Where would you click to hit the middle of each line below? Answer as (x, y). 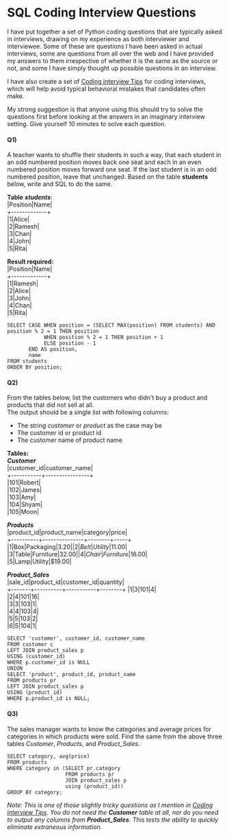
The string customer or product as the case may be (89, 426)
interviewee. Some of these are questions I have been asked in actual (105, 46)
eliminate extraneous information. (55, 827)
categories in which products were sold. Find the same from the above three (114, 736)
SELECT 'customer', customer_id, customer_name (76, 639)
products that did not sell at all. (51, 405)
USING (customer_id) (37, 657)
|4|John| (19, 241)
